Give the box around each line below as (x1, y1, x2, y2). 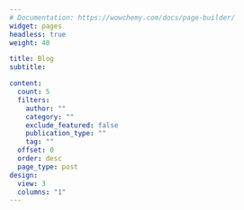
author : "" (25, 104, 67, 113)
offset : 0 (17, 145, 54, 155)
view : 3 (17, 179, 47, 188)
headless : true (9, 30, 67, 39)
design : (9, 171, 39, 179)
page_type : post (17, 162, 78, 171)
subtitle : (9, 63, 47, 72)
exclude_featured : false (25, 120, 119, 130)
